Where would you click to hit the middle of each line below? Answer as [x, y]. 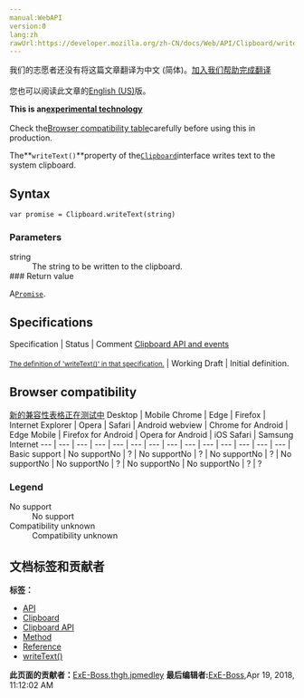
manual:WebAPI [36, 18]
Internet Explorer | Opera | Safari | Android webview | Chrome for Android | [149, 425]
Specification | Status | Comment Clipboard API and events [119, 344]
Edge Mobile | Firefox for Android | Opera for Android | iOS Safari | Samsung [152, 434]
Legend [26, 487]
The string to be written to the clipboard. [107, 267]
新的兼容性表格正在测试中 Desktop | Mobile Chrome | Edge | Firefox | [138, 414]
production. [31, 138]
